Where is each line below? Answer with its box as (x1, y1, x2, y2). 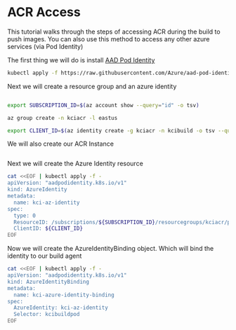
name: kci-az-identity (13, 199, 80, 206)
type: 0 (13, 212, 37, 219)
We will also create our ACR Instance (7, 139, 114, 148)
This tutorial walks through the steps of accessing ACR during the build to (7, 27, 221, 36)
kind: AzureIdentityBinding (7, 278, 90, 285)
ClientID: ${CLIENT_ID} (13, 225, 83, 232)
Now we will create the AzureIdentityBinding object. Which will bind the (7, 245, 214, 253)
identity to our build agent (7, 252, 82, 260)
